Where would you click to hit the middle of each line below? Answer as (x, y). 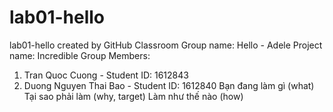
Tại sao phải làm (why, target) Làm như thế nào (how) (133, 96)
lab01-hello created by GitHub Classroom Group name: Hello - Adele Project (166, 45)
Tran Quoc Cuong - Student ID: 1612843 (106, 75)
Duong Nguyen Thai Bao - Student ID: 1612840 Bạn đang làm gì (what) (169, 85)
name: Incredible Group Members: (80, 55)
